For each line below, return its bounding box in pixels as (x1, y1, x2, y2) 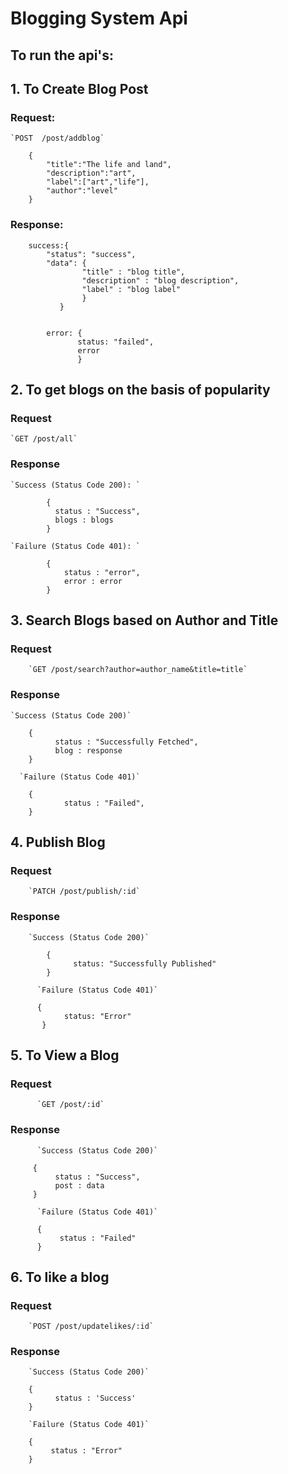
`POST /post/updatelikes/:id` (28, 1322, 155, 1332)
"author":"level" (46, 186, 118, 196)
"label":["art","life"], (46, 177, 150, 187)
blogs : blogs (54, 515, 114, 525)
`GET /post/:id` (36, 1100, 105, 1110)
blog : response (54, 745, 123, 756)
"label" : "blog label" (81, 284, 182, 294)
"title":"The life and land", (46, 160, 172, 170)
